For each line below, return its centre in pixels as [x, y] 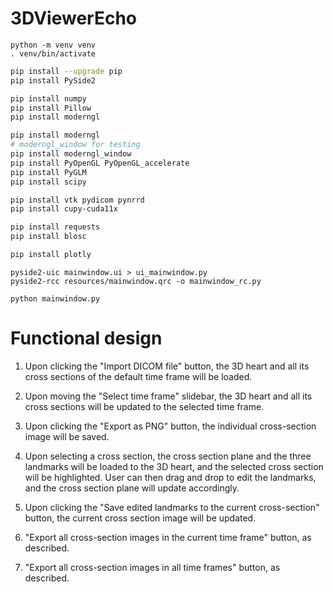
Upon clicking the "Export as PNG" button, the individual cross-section [170, 426]
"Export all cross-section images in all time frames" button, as [152, 567]
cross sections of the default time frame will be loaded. [138, 376]
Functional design [86, 338]
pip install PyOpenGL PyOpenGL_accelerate [100, 163]
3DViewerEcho [73, 18]
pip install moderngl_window [71, 154]
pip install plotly [51, 255]
